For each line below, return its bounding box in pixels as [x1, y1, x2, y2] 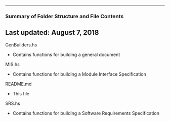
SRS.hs [5, 100, 20, 106]
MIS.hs [5, 61, 20, 67]
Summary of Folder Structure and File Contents [5, 13, 124, 20]
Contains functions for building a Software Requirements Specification [12, 110, 159, 116]
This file [12, 90, 29, 96]
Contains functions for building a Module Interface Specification [12, 71, 147, 77]
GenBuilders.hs [5, 41, 37, 48]
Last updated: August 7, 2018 [5, 28, 100, 37]
